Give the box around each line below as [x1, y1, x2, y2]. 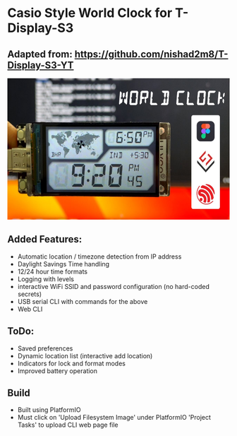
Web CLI [17, 305, 43, 313]
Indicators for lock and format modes [17, 359, 126, 367]
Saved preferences [17, 344, 73, 353]
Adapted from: [7, 48, 73, 60]
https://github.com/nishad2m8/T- [74, 48, 229, 60]
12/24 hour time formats [17, 267, 88, 276]
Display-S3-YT [7, 59, 74, 71]
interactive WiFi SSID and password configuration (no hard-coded [17, 282, 209, 290]
